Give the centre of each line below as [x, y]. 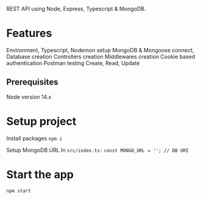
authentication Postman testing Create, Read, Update [73, 63]
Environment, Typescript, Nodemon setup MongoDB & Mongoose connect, [100, 50]
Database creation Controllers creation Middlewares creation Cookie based [101, 57]
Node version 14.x [29, 97]
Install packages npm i [34, 138]
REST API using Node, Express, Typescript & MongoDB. [76, 9]
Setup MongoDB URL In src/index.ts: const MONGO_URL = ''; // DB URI [97, 150]
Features [29, 33]
